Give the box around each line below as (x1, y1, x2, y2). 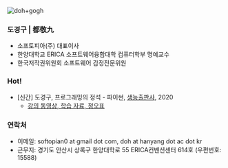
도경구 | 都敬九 (7, 25, 54, 34)
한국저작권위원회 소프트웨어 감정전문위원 (17, 59, 127, 67)
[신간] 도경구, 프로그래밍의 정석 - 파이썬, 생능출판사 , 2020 (17, 93, 174, 101)
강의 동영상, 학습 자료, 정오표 (27, 101, 105, 110)
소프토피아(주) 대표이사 (17, 42, 79, 50)
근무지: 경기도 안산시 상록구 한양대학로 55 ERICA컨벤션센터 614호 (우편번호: (17, 145, 222, 154)
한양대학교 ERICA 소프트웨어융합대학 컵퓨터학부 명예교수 (17, 50, 170, 58)
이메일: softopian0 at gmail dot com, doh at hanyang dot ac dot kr (17, 137, 203, 145)
